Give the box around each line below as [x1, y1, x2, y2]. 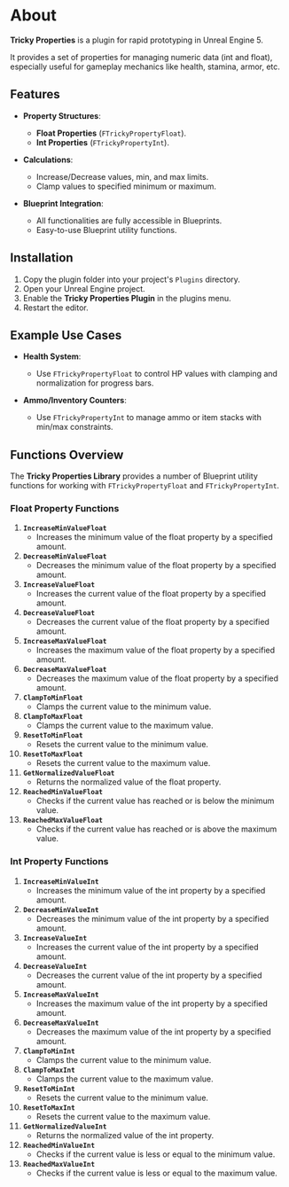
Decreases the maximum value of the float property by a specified [35, 673, 278, 683]
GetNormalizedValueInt [22, 1122, 107, 1131]
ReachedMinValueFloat [22, 788, 103, 797]
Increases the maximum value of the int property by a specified [35, 998, 269, 1009]
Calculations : [22, 154, 74, 165]
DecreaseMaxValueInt [22, 1019, 99, 1027]
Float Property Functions [10, 503, 120, 515]
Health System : [22, 351, 82, 362]
